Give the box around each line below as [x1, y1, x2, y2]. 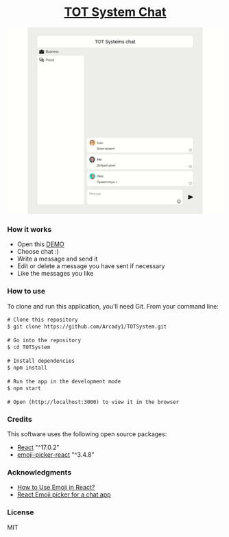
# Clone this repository [7, 316, 78, 323]
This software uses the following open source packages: [7, 429, 167, 438]
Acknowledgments [7, 467, 72, 477]
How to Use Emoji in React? [16, 484, 95, 492]
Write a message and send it [16, 254, 98, 263]
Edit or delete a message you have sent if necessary [16, 262, 165, 270]
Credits [7, 414, 32, 424]
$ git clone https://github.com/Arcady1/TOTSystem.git [7, 323, 167, 330]
